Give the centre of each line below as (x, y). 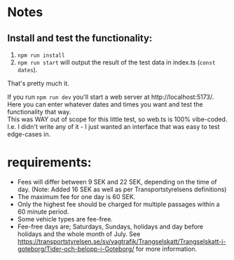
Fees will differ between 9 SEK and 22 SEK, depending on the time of (117, 182)
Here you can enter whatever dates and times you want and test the (105, 104)
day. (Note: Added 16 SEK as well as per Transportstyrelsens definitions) (122, 189)
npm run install (41, 55)
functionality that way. (39, 112)
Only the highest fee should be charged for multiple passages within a (118, 204)
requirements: (50, 163)
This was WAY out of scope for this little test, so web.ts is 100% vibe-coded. (117, 119)
